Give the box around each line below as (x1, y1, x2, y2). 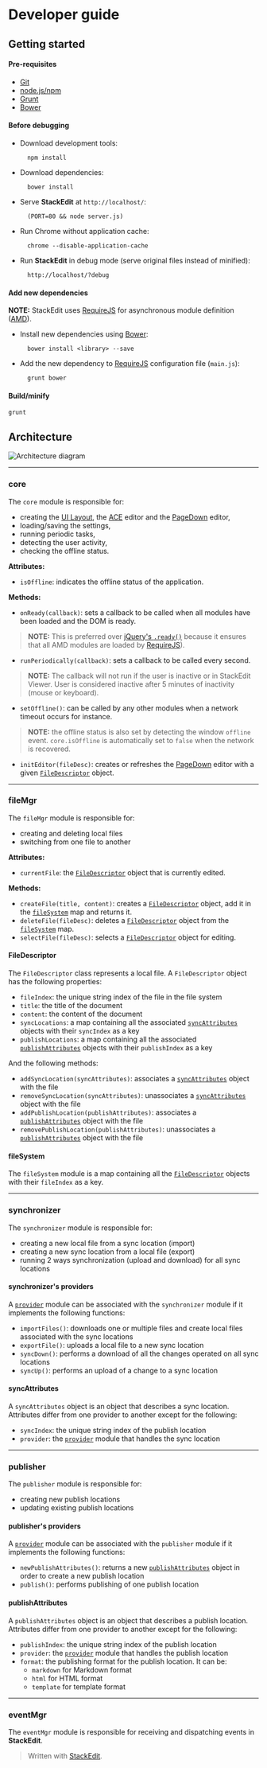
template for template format (31, 1681, 126, 1692)
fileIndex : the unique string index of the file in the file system (19, 992, 222, 1002)
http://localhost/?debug (27, 271, 110, 279)
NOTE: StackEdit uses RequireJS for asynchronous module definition (8, 306, 234, 315)
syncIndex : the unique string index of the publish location (19, 1425, 207, 1435)
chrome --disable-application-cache (27, 241, 149, 250)
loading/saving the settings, (19, 520, 111, 530)
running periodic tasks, (19, 529, 95, 539)
